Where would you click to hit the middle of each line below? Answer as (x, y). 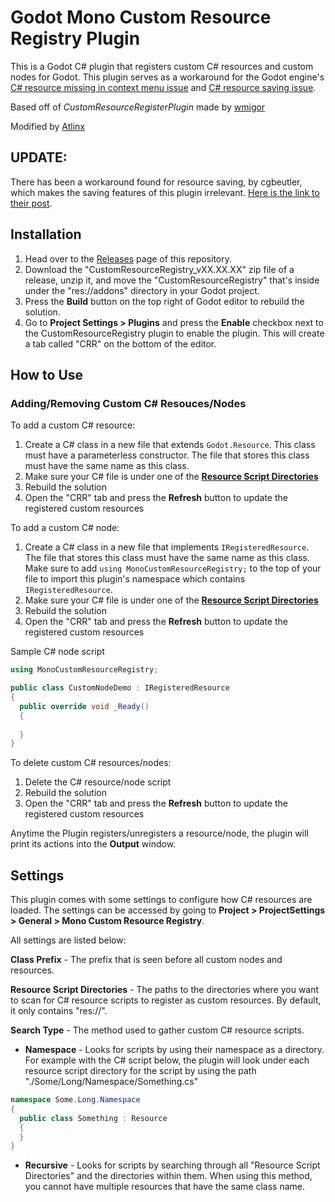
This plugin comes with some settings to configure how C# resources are (161, 900)
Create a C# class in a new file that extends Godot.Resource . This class (170, 445)
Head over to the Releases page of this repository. (128, 258)
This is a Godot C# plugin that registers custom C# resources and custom (162, 66)
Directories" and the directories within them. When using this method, (168, 1176)
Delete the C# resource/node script (98, 782)
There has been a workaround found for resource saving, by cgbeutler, (156, 182)
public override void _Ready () (84, 706)
